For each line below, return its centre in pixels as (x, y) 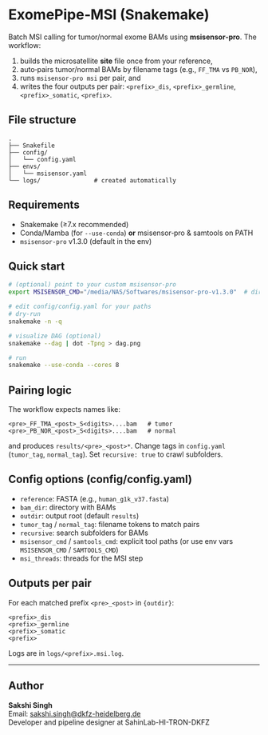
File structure (42, 120)
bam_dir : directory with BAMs (68, 507)
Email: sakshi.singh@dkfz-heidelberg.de (75, 713)
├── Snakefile (32, 146)
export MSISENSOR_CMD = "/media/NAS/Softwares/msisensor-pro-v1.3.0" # (128, 292)
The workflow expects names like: (65, 409)
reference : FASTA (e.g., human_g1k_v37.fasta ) (95, 498)
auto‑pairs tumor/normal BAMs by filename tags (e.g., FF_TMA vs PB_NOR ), (138, 69)
